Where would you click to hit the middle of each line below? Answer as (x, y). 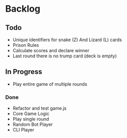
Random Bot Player (33, 124)
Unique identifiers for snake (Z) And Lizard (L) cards (67, 40)
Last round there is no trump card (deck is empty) (65, 56)
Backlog (23, 9)
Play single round (31, 119)
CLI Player (23, 130)
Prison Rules (26, 45)
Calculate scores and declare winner (51, 50)
